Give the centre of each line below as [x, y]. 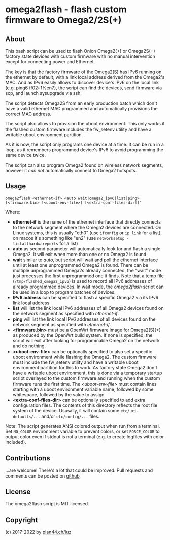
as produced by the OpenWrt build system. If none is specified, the [82, 335]
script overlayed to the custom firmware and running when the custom [86, 378]
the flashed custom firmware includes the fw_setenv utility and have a [78, 129]
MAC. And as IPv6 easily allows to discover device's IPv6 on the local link [82, 83]
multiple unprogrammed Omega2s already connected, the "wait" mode [87, 270]
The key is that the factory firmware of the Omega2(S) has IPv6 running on [83, 72]
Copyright [22, 520]
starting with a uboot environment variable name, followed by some [83, 389]
